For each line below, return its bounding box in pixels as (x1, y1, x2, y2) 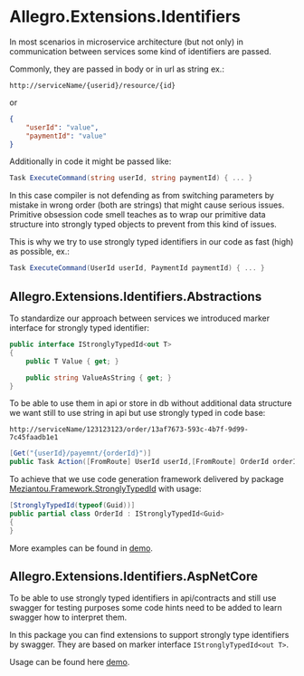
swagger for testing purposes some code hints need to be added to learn (9, 603, 282, 613)
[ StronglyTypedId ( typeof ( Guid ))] (9, 501, 136, 510)
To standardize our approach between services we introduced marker (9, 313, 270, 324)
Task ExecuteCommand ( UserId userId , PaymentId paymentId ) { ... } (9, 264, 265, 273)
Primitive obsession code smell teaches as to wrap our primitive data (9, 209, 266, 220)
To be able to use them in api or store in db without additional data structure (9, 398, 292, 409)
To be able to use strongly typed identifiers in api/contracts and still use (9, 593, 277, 604)
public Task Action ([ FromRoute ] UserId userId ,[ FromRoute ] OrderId (9, 458, 270, 467)
